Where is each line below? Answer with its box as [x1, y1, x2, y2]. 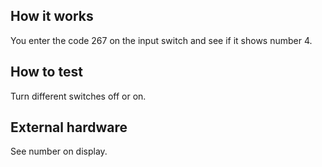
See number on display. [10, 145, 108, 158]
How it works [10, 8, 94, 25]
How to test [10, 64, 83, 81]
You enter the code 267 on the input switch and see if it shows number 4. [10, 34, 313, 46]
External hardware [10, 119, 128, 136]
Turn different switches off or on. [10, 90, 147, 102]
